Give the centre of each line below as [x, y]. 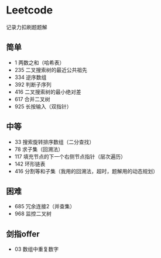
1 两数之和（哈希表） [40, 63]
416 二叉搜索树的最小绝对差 [48, 92]
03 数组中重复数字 [37, 249]
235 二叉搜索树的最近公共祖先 [51, 70]
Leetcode [30, 10]
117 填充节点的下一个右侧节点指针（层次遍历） [70, 156]
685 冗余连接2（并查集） [44, 207]
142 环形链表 [30, 164]
